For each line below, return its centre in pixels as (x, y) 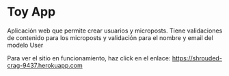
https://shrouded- (197, 58)
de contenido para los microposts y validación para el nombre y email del (110, 37)
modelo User (25, 45)
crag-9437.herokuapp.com (45, 65)
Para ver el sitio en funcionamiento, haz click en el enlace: (89, 58)
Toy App (31, 12)
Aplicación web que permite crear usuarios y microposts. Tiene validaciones (115, 31)
